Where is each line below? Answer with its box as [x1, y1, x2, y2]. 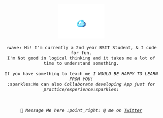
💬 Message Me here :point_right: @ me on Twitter [20, 107, 143, 113]
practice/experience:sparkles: [43, 87, 119, 92]
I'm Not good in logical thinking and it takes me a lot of [7, 55, 156, 60]
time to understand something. [43, 60, 119, 66]
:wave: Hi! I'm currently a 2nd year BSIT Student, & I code [5, 45, 157, 50]
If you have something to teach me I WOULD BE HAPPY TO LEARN [4, 71, 158, 76]
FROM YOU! [69, 76, 93, 82]
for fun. [70, 50, 92, 56]
